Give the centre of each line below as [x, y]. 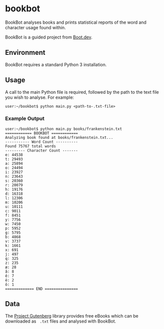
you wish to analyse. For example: [40, 97]
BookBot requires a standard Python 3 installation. [56, 64]
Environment [25, 53]
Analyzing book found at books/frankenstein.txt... [59, 137]
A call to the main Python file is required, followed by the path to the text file [82, 92]
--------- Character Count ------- [42, 150]
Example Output [25, 119]
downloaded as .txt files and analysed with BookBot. [61, 321]
